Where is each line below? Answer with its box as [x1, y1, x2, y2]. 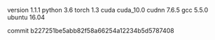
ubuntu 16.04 [7, 13, 46, 21]
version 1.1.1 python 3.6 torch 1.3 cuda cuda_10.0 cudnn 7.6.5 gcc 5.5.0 [7, 6, 209, 14]
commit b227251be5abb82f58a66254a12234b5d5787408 [7, 27, 175, 34]
